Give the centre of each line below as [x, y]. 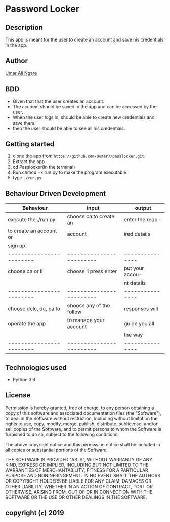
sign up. [17, 246]
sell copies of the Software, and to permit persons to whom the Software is [83, 429]
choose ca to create [91, 217]
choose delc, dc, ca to [34, 309]
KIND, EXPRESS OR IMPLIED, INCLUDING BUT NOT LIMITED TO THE [77, 465]
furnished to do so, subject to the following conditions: [62, 434]
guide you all [139, 324]
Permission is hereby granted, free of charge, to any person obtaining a [80, 408]
